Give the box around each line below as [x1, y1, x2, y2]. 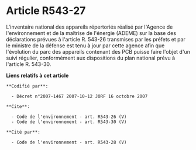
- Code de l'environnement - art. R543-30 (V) [11, 118, 127, 125]
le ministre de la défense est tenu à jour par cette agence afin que [6, 42, 165, 49]
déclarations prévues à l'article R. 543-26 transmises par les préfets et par [6, 36, 186, 43]
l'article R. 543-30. [6, 60, 51, 68]
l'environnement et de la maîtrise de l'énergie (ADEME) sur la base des [6, 29, 177, 36]
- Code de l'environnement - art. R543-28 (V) [11, 139, 127, 145]
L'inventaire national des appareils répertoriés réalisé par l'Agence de [6, 23, 173, 30]
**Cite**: [6, 103, 30, 109]
